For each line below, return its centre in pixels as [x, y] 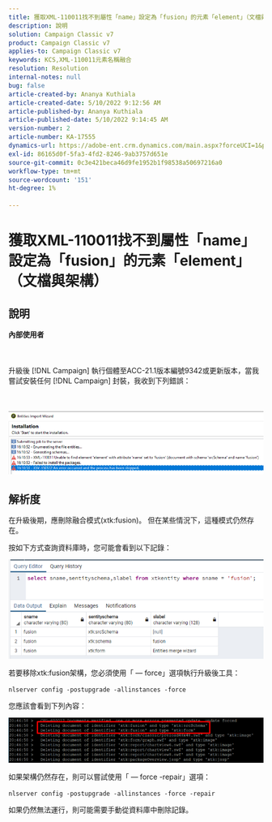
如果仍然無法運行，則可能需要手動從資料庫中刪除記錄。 [100, 809]
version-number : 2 [39, 129]
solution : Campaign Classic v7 [61, 34]
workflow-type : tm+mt [45, 171]
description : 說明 [38, 26]
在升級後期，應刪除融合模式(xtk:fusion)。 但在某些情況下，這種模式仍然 [128, 520]
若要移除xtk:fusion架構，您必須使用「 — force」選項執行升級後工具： [124, 673]
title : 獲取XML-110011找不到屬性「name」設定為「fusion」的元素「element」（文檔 [135, 17]
